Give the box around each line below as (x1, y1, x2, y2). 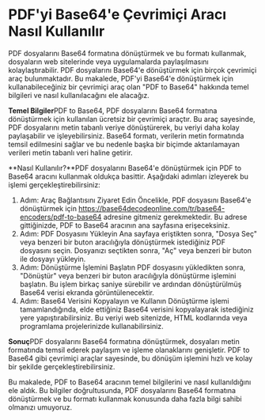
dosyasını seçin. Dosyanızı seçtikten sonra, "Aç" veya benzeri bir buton (19, 245, 252, 255)
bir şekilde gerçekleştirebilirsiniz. (8, 361, 115, 371)
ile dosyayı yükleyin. (19, 254, 86, 263)
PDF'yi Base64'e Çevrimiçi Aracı (8, 6, 227, 24)
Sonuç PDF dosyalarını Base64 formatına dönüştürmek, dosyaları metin (8, 336, 240, 346)
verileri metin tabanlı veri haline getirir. (8, 148, 133, 157)
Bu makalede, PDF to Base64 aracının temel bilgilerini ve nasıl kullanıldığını (8, 377, 252, 387)
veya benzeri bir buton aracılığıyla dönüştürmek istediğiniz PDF (19, 237, 225, 247)
